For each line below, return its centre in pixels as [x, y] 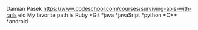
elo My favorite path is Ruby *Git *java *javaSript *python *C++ [97, 15]
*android [17, 21]
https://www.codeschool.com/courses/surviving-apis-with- [117, 9]
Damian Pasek [24, 9]
